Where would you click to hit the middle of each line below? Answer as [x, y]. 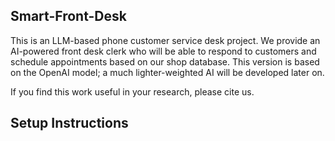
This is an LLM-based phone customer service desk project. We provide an [165, 40]
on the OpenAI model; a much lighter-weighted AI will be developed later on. [167, 72]
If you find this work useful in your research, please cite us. [132, 91]
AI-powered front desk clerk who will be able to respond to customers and [163, 51]
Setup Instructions [69, 123]
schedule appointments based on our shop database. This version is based [165, 61]
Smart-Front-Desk [68, 16]
